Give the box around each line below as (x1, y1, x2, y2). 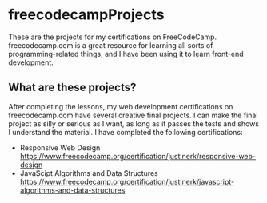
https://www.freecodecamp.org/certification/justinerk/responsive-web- (19, 151, 257, 161)
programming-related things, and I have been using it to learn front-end (8, 49, 244, 58)
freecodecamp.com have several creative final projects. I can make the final (8, 110, 258, 120)
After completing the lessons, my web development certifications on (8, 101, 233, 111)
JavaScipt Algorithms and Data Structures (19, 168, 158, 177)
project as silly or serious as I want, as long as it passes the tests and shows (8, 118, 260, 129)
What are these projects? (8, 81, 137, 94)
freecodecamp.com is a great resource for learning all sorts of (8, 40, 213, 50)
